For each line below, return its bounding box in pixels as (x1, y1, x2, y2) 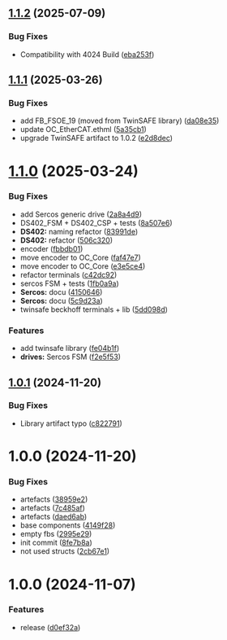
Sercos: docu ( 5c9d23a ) (19, 296, 103, 305)
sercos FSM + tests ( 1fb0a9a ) (19, 278, 119, 288)
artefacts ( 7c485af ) (19, 503, 85, 513)
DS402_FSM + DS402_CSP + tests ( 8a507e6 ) (19, 217, 173, 227)
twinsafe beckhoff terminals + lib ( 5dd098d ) (19, 305, 169, 314)
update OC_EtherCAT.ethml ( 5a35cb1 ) (19, 125, 148, 134)
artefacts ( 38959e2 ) (19, 494, 88, 504)
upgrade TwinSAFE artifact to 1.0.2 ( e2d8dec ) (19, 134, 173, 143)
